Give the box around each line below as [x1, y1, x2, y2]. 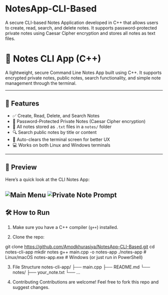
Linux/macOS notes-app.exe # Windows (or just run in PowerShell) [5, 254, 143, 260]
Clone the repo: [12, 233, 45, 240]
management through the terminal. [5, 80, 76, 86]
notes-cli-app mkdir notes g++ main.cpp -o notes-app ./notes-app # [5, 248, 146, 255]
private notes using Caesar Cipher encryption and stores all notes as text [5, 30, 156, 36]
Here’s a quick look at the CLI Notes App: [5, 176, 90, 182]
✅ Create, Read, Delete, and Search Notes [12, 112, 100, 118]
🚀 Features [5, 99, 39, 108]
